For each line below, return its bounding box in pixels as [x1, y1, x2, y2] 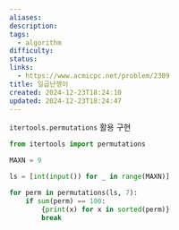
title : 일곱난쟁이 [9, 80, 69, 89]
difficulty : [9, 47, 54, 55]
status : [9, 55, 38, 64]
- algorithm [17, 38, 63, 47]
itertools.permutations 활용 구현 [9, 122, 132, 132]
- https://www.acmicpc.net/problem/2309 [17, 72, 170, 81]
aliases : [9, 13, 42, 22]
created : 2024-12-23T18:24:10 [9, 88, 123, 97]
